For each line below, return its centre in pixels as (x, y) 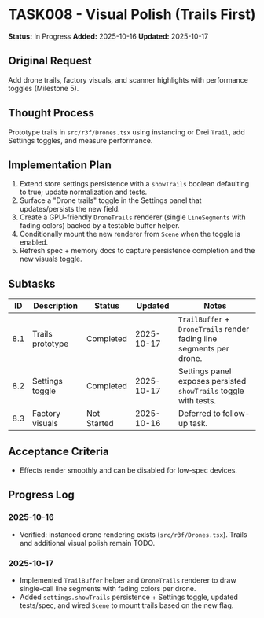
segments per (203, 349)
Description (56, 306)
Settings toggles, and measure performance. (81, 140)
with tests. (197, 401)
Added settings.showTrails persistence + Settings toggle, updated (128, 597)
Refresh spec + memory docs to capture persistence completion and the (137, 251)
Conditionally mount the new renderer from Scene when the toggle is (130, 234)
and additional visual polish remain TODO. (87, 543)
